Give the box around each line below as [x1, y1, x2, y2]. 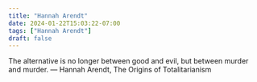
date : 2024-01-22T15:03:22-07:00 [8, 19, 121, 27]
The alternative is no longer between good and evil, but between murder [8, 56, 249, 66]
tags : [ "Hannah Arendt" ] [8, 27, 92, 35]
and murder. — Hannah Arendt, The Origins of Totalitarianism [8, 65, 212, 75]
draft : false [8, 34, 52, 43]
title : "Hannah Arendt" [8, 11, 89, 20]
